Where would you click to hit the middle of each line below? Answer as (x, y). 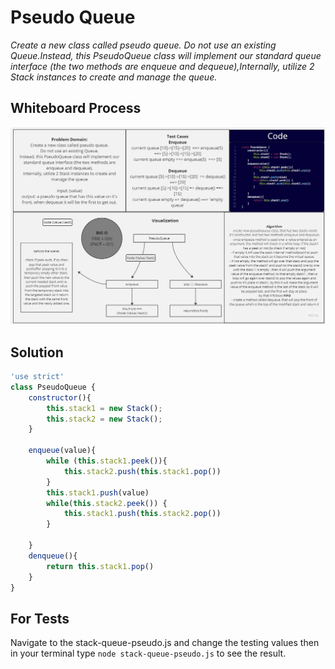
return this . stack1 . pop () (100, 566)
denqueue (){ (53, 556)
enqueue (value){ (62, 451)
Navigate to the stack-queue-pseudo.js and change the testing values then (165, 643)
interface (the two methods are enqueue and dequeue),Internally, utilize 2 (162, 66)
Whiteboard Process (76, 108)
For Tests (40, 618)
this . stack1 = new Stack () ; (104, 408)
